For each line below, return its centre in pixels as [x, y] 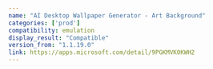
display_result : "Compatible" [59, 38]
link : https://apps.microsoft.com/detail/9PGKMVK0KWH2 [102, 52]
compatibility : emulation [51, 30]
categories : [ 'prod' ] [44, 23]
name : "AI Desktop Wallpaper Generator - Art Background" [107, 15]
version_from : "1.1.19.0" [51, 45]
